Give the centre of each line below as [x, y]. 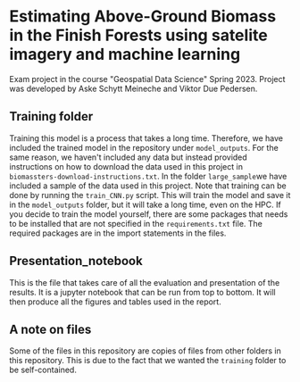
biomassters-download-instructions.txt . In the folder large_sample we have [148, 176]
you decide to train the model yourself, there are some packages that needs [149, 214]
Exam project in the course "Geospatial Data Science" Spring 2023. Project [147, 79]
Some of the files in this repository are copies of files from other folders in [145, 351]
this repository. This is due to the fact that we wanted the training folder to [148, 361]
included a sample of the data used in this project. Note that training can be [148, 186]
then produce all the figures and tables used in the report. [115, 302]
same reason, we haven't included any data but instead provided [128, 157]
